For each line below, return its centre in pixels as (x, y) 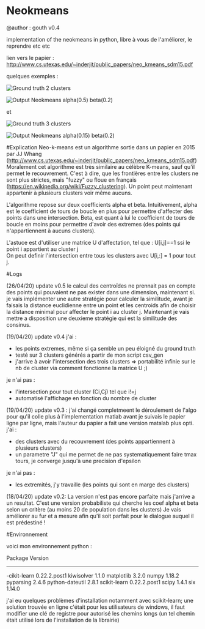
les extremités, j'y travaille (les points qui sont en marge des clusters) (102, 485)
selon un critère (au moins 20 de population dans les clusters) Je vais (94, 509)
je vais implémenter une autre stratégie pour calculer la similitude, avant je (100, 299)
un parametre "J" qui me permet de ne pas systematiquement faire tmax (106, 454)
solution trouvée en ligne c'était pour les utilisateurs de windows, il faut (95, 607)
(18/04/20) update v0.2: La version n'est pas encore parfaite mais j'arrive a (101, 496)
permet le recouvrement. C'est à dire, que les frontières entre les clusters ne (103, 173)
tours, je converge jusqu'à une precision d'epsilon (78, 461)
